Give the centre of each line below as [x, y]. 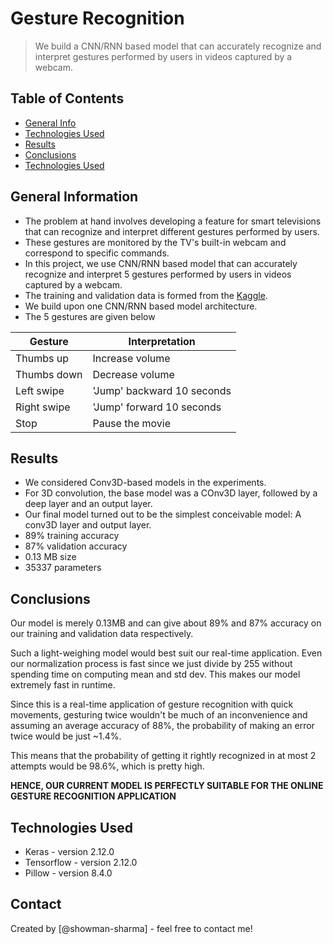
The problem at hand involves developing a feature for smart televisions [173, 221]
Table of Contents [67, 98]
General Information [74, 197]
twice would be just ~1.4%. [66, 736]
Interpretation [162, 341]
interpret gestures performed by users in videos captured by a [163, 56]
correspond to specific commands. [97, 253]
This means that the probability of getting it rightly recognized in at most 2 [163, 756]
